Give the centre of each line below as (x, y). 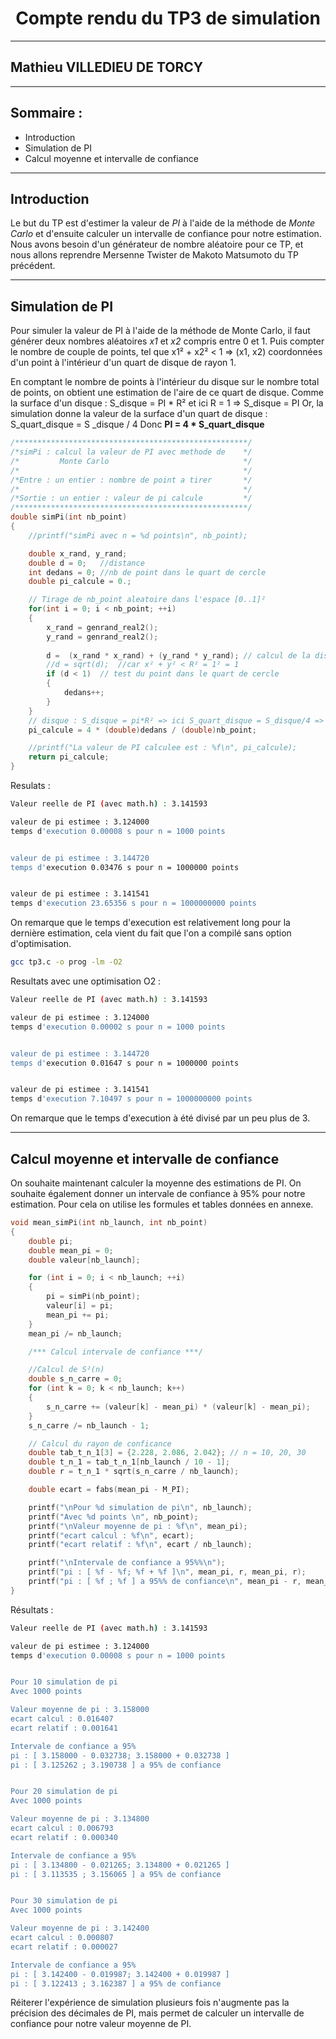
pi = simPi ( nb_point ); (93, 1297)
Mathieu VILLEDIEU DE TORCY (107, 67)
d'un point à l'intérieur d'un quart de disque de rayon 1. (123, 363)
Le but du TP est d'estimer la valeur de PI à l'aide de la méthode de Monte (163, 223)
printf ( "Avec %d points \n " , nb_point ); (113, 1517)
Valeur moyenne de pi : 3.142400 (80, 1928)
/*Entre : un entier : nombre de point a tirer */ (131, 480)
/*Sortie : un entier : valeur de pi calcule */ (131, 498)
